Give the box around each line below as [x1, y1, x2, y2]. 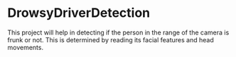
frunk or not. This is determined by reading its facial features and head [7, 35, 215, 44]
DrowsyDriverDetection [7, 5, 151, 21]
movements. [7, 43, 44, 51]
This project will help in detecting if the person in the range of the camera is [7, 28, 230, 37]
